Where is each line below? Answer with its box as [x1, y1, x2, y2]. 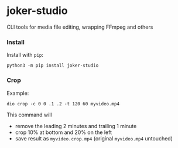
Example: [6, 90, 29, 97]
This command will [6, 111, 52, 118]
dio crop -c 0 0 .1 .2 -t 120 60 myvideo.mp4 [6, 101, 119, 106]
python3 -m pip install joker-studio [6, 63, 99, 68]
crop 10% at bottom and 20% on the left [15, 129, 112, 136]
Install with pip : [6, 51, 43, 58]
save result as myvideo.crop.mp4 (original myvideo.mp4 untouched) [15, 135, 173, 142]
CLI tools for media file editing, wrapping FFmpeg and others [6, 23, 153, 30]
